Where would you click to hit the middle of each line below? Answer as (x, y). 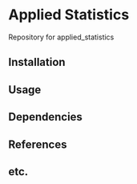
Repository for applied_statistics (61, 37)
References (38, 144)
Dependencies (45, 117)
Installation (37, 62)
